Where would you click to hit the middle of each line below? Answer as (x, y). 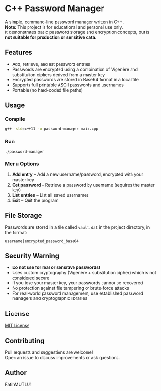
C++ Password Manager (55, 8)
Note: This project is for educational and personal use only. (64, 27)
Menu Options (22, 164)
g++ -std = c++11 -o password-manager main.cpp (51, 129)
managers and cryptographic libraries (50, 298)
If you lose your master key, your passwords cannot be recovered (77, 283)
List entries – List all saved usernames (50, 195)
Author (16, 373)
